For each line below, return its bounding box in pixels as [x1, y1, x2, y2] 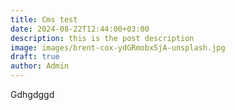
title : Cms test [10, 14, 78, 25]
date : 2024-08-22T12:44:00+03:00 [10, 24, 150, 34]
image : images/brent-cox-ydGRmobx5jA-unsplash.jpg [10, 42, 226, 53]
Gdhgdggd [10, 89, 55, 100]
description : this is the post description [10, 33, 195, 43]
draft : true [10, 52, 60, 62]
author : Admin [10, 61, 70, 71]
